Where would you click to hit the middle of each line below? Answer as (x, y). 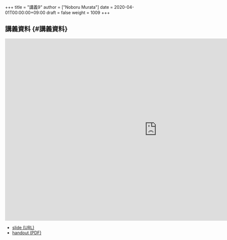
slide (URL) (23, 227)
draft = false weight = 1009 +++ (78, 13)
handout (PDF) (27, 233)
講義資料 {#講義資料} (36, 29)
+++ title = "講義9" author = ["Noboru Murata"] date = (59, 7)
